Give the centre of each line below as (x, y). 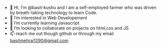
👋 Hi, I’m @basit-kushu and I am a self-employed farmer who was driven (83, 8)
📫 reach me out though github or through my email (62, 33)
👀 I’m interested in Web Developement (48, 18)
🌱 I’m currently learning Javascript (44, 23)
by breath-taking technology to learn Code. (54, 13)
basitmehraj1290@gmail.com (39, 40)
